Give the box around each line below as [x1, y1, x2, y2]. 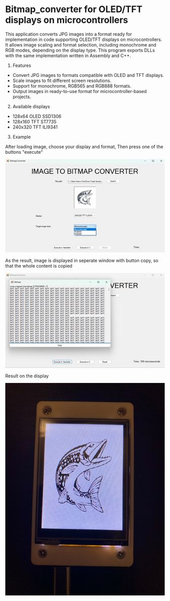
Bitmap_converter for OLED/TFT [5, 4, 143, 15]
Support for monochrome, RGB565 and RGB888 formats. [12, 82, 132, 89]
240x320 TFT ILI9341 [12, 124, 58, 130]
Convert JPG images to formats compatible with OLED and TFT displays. [12, 72, 164, 78]
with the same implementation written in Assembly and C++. [5, 52, 132, 59]
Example [12, 134, 31, 140]
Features [12, 62, 31, 68]
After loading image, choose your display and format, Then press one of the [5, 143, 163, 150]
